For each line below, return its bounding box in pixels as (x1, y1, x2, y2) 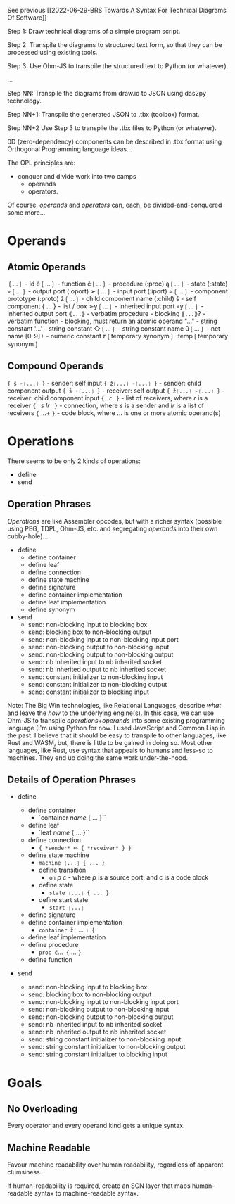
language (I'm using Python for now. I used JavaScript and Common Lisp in (7, 723, 226, 732)
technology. (7, 96, 42, 105)
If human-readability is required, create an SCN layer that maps (7, 1181, 191, 1190)
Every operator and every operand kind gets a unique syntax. (7, 1122, 185, 1130)
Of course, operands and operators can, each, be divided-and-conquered (7, 201, 222, 209)
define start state (38, 896, 89, 904)
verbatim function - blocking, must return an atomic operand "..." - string (7, 317, 218, 325)
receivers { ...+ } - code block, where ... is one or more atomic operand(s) (7, 408, 222, 417)
